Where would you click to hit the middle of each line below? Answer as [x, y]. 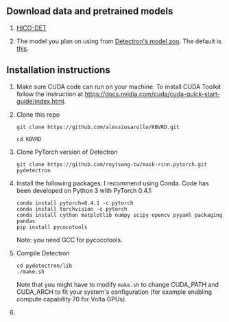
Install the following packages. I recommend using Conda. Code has [113, 183]
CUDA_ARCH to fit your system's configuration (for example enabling [114, 292]
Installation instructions [58, 70]
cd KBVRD [29, 139]
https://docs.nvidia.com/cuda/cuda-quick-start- [152, 94]
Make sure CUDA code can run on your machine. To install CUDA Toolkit [118, 87]
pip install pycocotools [52, 227]
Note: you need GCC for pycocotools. [69, 240]
